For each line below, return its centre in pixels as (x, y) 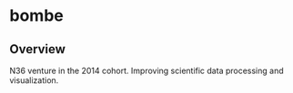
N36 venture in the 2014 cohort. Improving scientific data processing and (146, 70)
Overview (38, 49)
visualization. (34, 80)
